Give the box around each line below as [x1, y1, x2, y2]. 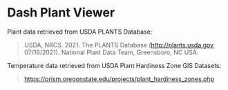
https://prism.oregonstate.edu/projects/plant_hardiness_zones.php [23, 74, 215, 83]
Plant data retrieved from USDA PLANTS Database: [7, 27, 153, 36]
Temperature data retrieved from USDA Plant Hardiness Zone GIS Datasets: [7, 61, 222, 69]
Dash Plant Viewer [7, 5, 115, 21]
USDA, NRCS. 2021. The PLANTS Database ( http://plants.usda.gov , [23, 41, 216, 49]
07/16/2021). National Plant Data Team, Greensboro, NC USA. [23, 48, 199, 56]
